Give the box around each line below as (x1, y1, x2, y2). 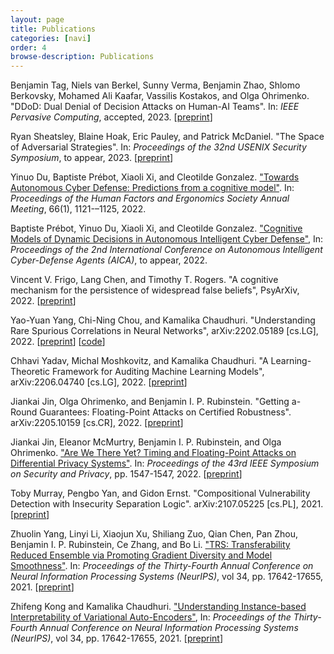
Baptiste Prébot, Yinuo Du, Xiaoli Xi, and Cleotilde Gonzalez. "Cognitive (10, 222, 303, 235)
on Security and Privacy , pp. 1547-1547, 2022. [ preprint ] (10, 468, 243, 480)
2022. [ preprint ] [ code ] (10, 336, 106, 348)
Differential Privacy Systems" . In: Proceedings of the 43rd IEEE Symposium (10, 457, 320, 470)
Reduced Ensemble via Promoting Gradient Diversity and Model (10, 549, 273, 561)
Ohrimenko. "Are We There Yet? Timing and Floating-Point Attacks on (10, 447, 297, 459)
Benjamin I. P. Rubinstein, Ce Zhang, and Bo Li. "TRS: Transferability (10, 539, 291, 551)
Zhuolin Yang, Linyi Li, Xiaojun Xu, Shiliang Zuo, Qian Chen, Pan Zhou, (10, 528, 299, 540)
